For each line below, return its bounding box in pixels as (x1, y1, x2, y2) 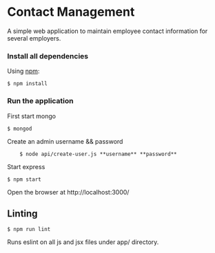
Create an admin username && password (7, 137, 123, 145)
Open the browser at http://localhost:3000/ (7, 188, 130, 196)
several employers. (7, 34, 61, 42)
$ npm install (7, 80, 48, 87)
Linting (7, 208, 38, 219)
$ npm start (7, 176, 41, 183)
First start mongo (7, 111, 57, 120)
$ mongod (7, 125, 32, 132)
